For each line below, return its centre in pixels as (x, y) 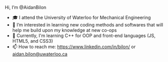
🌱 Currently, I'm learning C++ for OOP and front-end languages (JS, (84, 36)
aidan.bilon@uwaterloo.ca (40, 54)
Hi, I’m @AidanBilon (26, 7)
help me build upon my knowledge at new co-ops (65, 30)
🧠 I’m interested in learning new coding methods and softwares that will (88, 25)
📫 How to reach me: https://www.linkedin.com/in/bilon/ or (74, 47)
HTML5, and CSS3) (33, 41)
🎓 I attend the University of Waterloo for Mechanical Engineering (81, 18)
